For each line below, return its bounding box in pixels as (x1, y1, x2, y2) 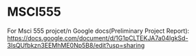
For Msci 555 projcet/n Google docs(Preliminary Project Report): (7, 27, 190, 35)
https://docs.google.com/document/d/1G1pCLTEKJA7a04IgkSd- (7, 33, 188, 42)
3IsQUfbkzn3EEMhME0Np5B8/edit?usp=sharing (7, 41, 145, 49)
